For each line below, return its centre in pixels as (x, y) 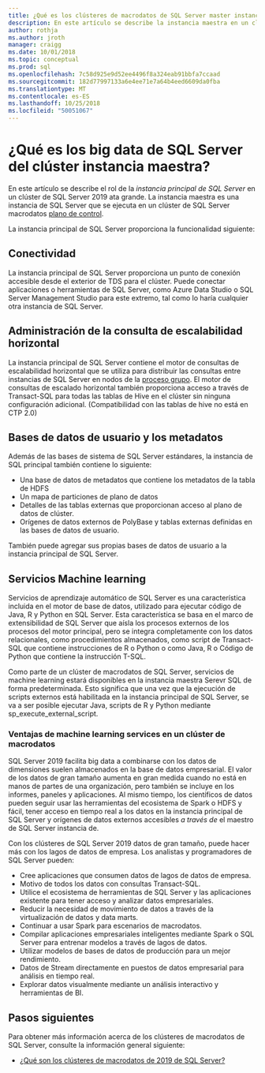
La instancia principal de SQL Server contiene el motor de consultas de (124, 362)
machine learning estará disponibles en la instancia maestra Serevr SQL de (130, 680)
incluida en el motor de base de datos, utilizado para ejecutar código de (125, 606)
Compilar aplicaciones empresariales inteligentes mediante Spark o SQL (137, 934)
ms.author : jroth (37, 37)
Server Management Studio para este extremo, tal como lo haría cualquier (128, 297)
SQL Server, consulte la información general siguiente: (97, 1045)
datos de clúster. (47, 514)
